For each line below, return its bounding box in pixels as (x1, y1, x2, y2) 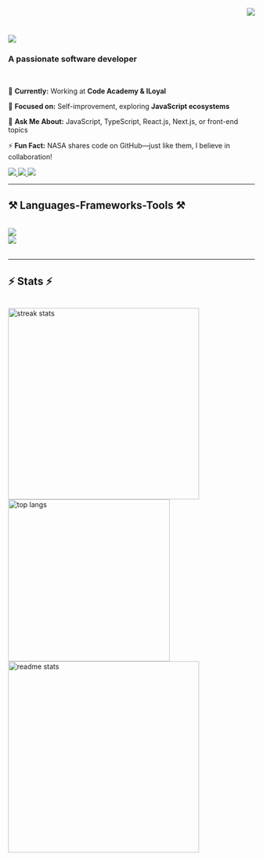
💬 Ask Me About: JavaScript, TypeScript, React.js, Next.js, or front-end (8, 117, 239, 126)
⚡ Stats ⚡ (8, 275, 53, 288)
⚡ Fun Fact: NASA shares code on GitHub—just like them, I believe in (8, 141, 231, 151)
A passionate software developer (8, 53, 137, 64)
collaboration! (8, 152, 52, 162)
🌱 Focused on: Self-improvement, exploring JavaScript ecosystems (8, 102, 230, 111)
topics (8, 126, 29, 135)
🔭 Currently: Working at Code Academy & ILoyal (8, 86, 167, 96)
